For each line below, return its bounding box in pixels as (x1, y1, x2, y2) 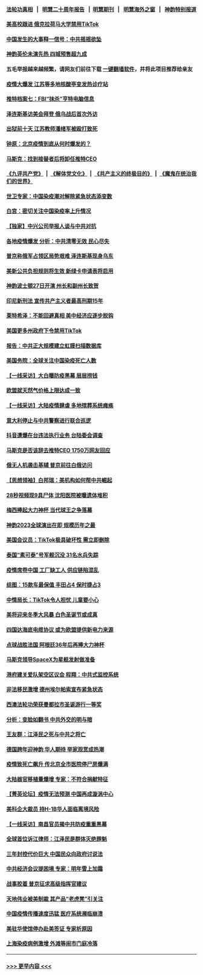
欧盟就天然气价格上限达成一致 (6, 387, 80, 394)
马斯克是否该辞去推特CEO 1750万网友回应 (6, 446, 111, 454)
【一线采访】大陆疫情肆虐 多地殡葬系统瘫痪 (6, 402, 114, 409)
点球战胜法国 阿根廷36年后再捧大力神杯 (6, 641, 105, 648)
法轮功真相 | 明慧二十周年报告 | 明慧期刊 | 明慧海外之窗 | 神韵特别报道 (6, 5, 197, 13)
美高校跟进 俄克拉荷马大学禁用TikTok (6, 21, 99, 28)
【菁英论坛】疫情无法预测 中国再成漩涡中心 (6, 790, 114, 797)
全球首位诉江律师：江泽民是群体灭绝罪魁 (6, 835, 107, 843)
